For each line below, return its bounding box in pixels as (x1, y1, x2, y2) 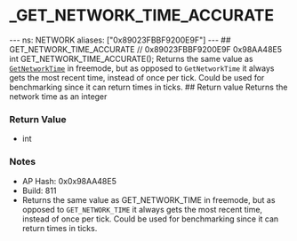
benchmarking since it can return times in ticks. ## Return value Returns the (9, 82, 288, 92)
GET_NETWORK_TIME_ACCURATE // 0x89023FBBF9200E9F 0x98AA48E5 (9, 43, 283, 54)
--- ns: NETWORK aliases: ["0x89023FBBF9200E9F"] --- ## (9, 35, 231, 45)
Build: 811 (21, 185, 57, 196)
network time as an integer (9, 90, 108, 102)
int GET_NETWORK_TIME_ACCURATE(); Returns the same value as (9, 53, 253, 64)
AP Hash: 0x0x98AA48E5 (21, 175, 117, 186)
